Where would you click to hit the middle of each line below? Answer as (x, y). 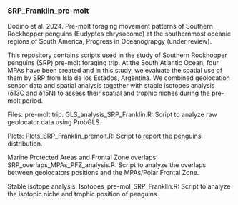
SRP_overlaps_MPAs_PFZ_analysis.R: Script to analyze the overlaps (107, 165)
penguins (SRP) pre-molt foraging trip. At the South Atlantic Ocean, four (113, 63)
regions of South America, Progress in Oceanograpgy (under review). (110, 41)
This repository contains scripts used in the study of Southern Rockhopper (117, 55)
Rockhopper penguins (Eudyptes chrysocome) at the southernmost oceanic (119, 34)
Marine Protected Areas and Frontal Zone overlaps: (83, 157)
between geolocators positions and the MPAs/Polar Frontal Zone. (103, 173)
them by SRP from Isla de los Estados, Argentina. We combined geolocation (119, 78)
